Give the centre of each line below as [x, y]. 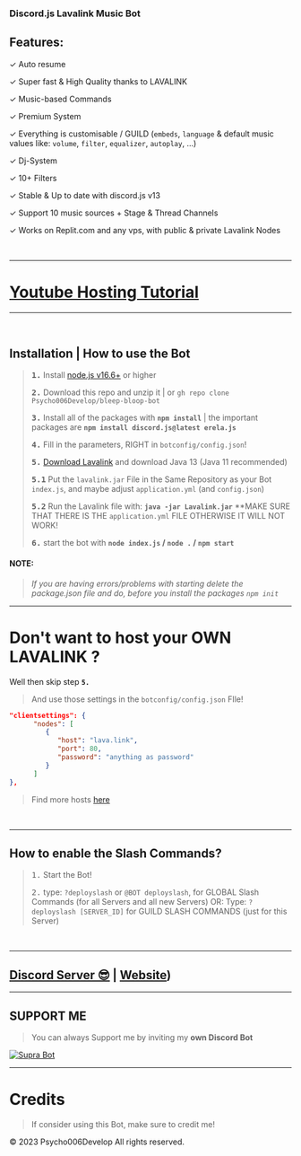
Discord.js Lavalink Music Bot [75, 13]
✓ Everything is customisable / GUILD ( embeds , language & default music [142, 134]
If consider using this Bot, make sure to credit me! [123, 1124]
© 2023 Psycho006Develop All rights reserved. [97, 1142]
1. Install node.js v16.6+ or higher [94, 375]
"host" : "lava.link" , [98, 740]
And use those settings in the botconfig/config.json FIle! [137, 699]
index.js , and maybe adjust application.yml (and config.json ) [148, 489]
